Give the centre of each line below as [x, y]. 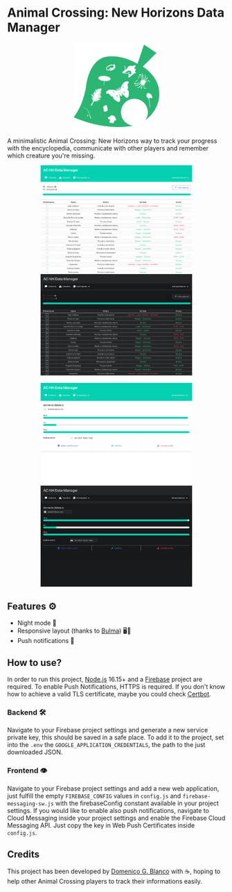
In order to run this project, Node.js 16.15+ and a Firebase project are [105, 679]
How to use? [35, 663]
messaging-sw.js [30, 804]
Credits [24, 855]
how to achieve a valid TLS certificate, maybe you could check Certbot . [109, 694]
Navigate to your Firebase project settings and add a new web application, [113, 788]
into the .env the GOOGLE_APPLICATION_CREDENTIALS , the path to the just [106, 745]
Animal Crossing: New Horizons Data [116, 13]
